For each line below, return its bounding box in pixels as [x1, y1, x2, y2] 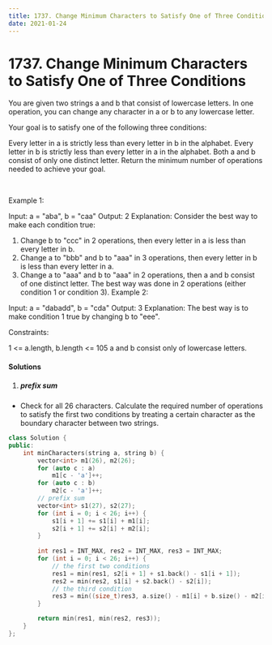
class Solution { [8, 434, 67, 442]
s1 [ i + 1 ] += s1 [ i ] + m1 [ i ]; [51, 517, 151, 525]
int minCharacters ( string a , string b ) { [23, 449, 164, 457]
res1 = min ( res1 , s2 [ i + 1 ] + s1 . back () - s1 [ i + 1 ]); [51, 570, 241, 578]
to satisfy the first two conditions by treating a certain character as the [19, 410, 256, 419]
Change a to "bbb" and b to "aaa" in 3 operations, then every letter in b [19, 253, 257, 263]
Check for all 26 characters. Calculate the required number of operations [19, 401, 263, 411]
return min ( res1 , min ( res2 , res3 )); [37, 614, 161, 623]
